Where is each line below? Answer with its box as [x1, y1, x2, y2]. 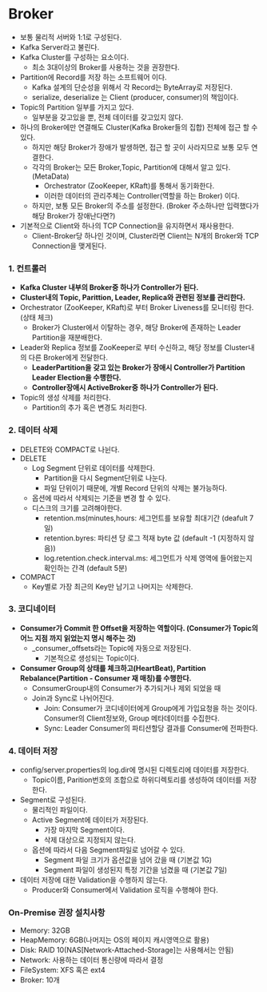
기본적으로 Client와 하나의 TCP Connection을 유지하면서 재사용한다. [19, 221, 234, 231]
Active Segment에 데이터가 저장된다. [31, 815, 149, 825]
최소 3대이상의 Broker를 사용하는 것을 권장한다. [31, 62, 180, 72]
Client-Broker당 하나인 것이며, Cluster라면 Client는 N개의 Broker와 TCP [31, 231, 260, 240]
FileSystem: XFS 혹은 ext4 [19, 966, 106, 975]
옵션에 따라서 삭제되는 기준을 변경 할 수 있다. [31, 493, 170, 503]
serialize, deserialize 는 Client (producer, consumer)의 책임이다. [31, 92, 239, 102]
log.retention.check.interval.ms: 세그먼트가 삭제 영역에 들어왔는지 [43, 553, 253, 563]
